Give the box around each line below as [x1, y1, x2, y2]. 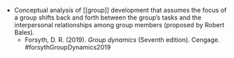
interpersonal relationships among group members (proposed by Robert [13, 21, 225, 29]
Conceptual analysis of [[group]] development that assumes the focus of [13, 6, 227, 14]
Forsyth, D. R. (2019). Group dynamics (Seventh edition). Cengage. [24, 36, 221, 44]
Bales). [13, 28, 35, 36]
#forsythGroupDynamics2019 [24, 43, 111, 51]
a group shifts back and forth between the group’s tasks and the [13, 13, 202, 22]
